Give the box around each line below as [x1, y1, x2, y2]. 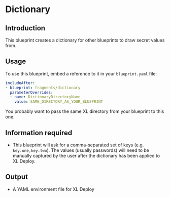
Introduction [5, 24, 46, 32]
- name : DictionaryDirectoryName [10, 95, 81, 100]
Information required [5, 128, 73, 137]
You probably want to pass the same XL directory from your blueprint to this [5, 108, 164, 114]
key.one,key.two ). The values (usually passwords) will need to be [12, 147, 150, 153]
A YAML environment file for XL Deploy [12, 186, 95, 192]
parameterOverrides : [10, 90, 53, 95]
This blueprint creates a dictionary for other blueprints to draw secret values [5, 37, 165, 43]
